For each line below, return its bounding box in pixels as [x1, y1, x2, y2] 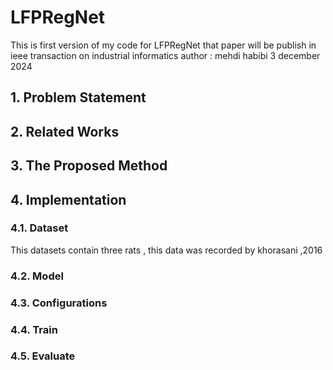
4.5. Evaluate [10, 349, 76, 363]
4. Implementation [10, 191, 127, 208]
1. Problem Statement [10, 89, 147, 106]
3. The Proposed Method [10, 157, 168, 175]
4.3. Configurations [10, 296, 108, 310]
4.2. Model [10, 269, 64, 283]
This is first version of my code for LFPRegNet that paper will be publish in [10, 39, 317, 51]
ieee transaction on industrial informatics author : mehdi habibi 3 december [10, 49, 321, 61]
